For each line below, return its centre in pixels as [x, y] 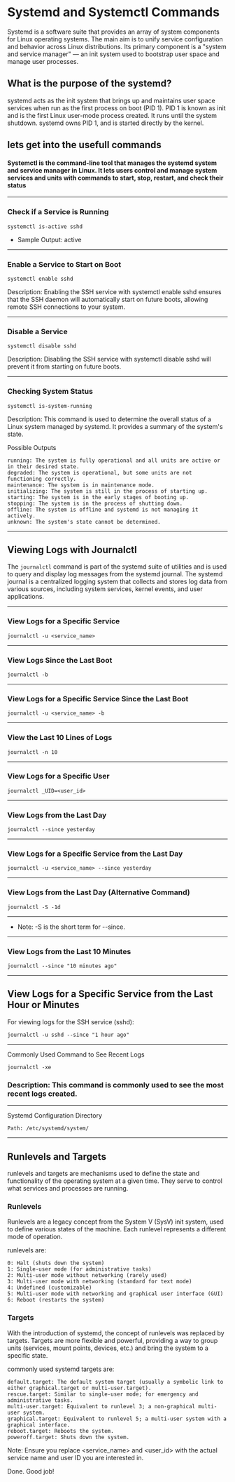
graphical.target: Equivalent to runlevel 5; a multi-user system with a [117, 1419]
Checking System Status [50, 392]
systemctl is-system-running [50, 406]
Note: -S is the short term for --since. [71, 927]
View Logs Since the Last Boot [60, 660]
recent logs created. [42, 1094]
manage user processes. [43, 61]
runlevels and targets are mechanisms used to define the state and [104, 1173]
